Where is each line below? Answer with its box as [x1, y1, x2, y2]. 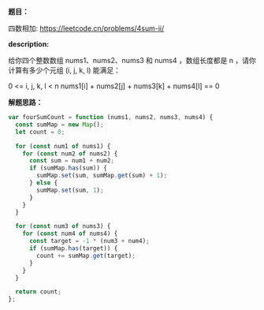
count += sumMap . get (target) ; [36, 252, 136, 260]
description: [8, 39, 50, 49]
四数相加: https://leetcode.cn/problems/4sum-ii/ [8, 24, 165, 33]
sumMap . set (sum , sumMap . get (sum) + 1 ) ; [36, 172, 168, 180]
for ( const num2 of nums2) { [22, 149, 118, 158]
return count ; [15, 288, 61, 296]
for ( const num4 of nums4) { [22, 230, 118, 238]
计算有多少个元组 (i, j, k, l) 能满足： [8, 65, 121, 75]
